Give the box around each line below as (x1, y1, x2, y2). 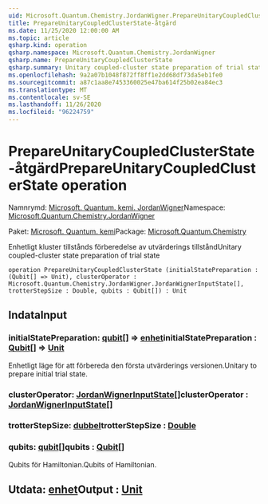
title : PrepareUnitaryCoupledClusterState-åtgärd (8, 19, 177, 27)
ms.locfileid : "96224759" (8, 108, 94, 116)
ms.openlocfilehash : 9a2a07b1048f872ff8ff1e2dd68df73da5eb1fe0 (8, 71, 223, 79)
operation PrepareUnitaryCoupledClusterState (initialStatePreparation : (8, 266, 259, 274)
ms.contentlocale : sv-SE (8, 93, 91, 101)
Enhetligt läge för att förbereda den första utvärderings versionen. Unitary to (8, 360, 258, 370)
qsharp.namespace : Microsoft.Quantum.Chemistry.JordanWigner (8, 49, 216, 57)
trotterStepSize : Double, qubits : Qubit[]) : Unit (8, 286, 187, 295)
